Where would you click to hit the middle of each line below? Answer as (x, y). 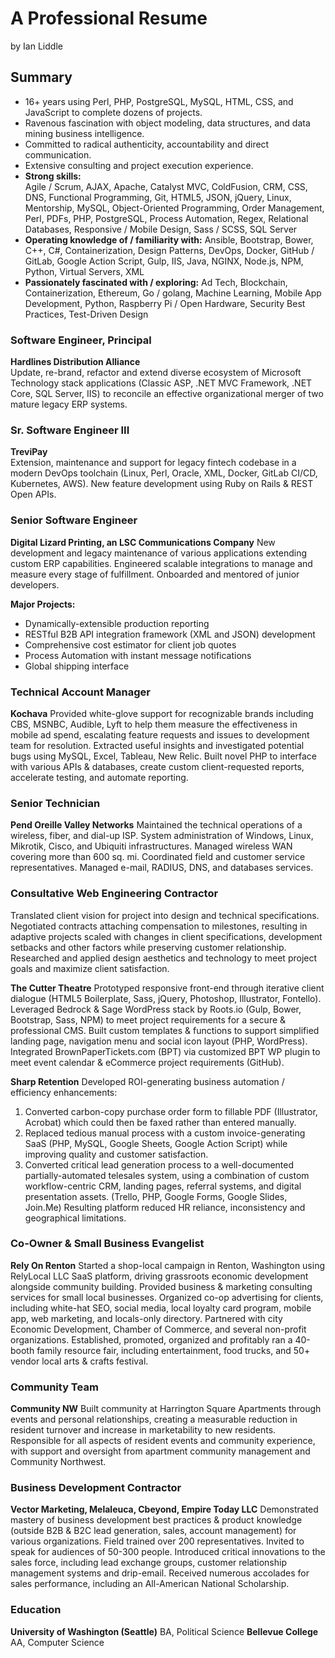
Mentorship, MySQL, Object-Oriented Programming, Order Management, (174, 208)
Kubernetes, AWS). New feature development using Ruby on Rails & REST (162, 484)
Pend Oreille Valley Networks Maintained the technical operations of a (156, 825)
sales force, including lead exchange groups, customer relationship (148, 1563)
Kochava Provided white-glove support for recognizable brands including (162, 713)
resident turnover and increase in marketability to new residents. (143, 1430)
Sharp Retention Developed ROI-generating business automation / (147, 1081)
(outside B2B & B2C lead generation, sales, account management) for (153, 1531)
